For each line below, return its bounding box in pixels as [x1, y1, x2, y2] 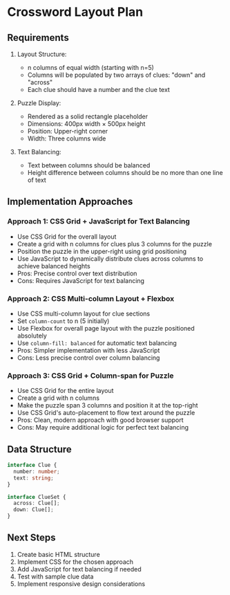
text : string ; [13, 475, 54, 482]
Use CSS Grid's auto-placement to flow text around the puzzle [17, 409, 195, 417]
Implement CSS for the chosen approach [17, 558, 133, 566]
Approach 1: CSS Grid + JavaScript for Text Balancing [7, 217, 190, 226]
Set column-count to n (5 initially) [17, 316, 110, 325]
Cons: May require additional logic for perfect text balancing [17, 423, 189, 432]
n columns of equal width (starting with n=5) [27, 64, 154, 71]
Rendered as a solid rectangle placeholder [27, 112, 148, 120]
